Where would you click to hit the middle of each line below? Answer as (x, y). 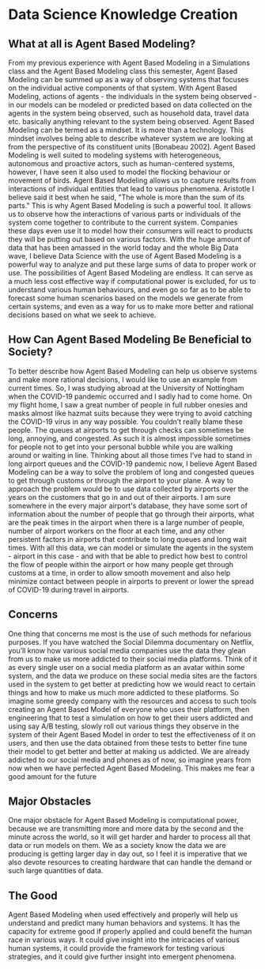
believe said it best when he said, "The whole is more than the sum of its (127, 197)
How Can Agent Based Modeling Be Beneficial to (130, 340)
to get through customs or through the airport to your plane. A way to (121, 480)
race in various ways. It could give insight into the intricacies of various (124, 940)
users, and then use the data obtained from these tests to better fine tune (128, 743)
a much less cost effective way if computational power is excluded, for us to (132, 281)
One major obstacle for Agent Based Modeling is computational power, (123, 820)
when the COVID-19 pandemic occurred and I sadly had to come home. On (130, 396)
